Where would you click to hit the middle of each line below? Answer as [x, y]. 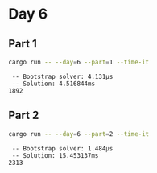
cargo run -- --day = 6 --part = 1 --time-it [79, 62]
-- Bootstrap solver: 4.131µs [62, 76]
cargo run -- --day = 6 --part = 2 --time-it [79, 134]
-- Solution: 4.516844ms [53, 84]
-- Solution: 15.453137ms [55, 155]
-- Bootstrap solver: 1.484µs [62, 148]
